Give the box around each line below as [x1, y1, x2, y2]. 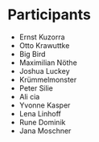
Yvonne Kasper [19, 100, 71, 110]
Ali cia [19, 91, 40, 101]
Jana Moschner [19, 126, 72, 136]
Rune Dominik [19, 117, 66, 127]
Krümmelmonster [19, 75, 77, 84]
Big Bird [19, 49, 46, 59]
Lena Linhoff [19, 108, 62, 118]
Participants [7, 6, 92, 24]
